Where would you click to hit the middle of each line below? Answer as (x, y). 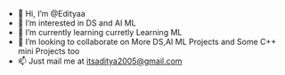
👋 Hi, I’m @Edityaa (52, 14)
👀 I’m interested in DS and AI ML (77, 23)
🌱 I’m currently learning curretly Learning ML (100, 32)
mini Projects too (49, 51)
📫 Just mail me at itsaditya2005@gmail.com (100, 61)
